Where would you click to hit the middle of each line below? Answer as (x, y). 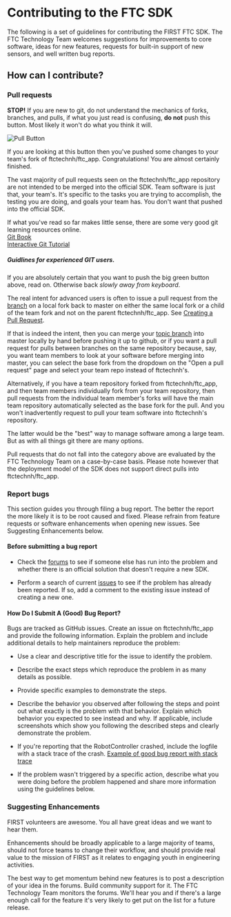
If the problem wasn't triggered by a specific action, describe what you (118, 774)
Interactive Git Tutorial (39, 244)
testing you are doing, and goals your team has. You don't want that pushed (115, 201)
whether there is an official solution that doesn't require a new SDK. (113, 570)
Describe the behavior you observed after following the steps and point (118, 704)
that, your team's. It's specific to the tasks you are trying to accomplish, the (114, 194)
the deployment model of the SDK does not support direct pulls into (103, 468)
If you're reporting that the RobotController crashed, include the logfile (117, 747)
